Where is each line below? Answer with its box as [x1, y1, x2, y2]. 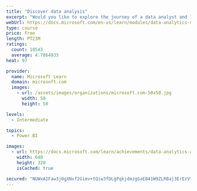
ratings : [6, 42, 28, 47]
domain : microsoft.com [11, 79, 67, 85]
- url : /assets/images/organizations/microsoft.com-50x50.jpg [16, 90, 172, 96]
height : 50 [21, 101, 49, 107]
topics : [6, 127, 25, 134]
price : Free [6, 30, 35, 36]
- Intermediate [11, 117, 49, 123]
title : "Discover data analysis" [6, 8, 88, 15]
